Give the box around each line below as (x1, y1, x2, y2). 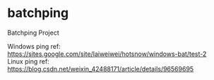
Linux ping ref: (7, 57, 49, 65)
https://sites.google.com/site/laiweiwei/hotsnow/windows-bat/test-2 (7, 50, 207, 58)
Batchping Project (7, 28, 60, 37)
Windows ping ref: (7, 42, 61, 50)
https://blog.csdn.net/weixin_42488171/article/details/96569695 (7, 64, 194, 73)
